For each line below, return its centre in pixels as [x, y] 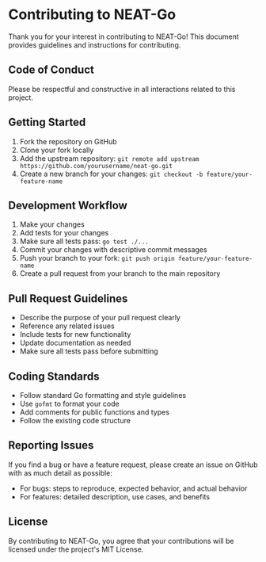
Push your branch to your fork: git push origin [97, 258]
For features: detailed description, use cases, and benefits [115, 496]
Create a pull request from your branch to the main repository [120, 273]
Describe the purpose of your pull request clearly [100, 318]
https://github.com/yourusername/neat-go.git [96, 166]
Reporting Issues [51, 445]
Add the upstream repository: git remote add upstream [109, 158]
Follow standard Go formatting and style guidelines [103, 395]
